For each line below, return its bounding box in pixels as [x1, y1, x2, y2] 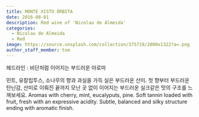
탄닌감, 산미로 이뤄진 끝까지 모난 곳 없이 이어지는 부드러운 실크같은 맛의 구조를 [6, 84, 187, 91]
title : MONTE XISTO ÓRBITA [6, 8, 73, 15]
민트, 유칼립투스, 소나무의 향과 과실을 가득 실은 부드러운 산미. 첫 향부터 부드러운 [6, 76, 190, 83]
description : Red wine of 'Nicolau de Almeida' [6, 19, 127, 25]
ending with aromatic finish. [6, 104, 74, 111]
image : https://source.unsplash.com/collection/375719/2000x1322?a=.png [6, 42, 190, 48]
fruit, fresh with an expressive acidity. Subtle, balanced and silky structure [6, 98, 188, 105]
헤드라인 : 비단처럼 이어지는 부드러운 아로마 [6, 64, 106, 71]
